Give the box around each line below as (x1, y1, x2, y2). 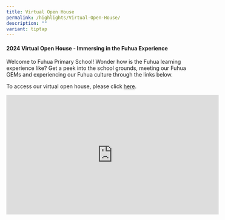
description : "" (6, 20, 47, 26)
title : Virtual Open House (6, 9, 75, 15)
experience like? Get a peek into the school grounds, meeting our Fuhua (6, 64, 186, 72)
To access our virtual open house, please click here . (6, 83, 137, 90)
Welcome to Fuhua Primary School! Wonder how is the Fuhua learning (6, 58, 181, 66)
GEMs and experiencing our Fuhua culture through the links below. (6, 71, 173, 78)
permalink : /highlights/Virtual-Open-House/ (6, 15, 121, 21)
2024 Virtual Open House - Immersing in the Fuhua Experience (6, 44, 168, 52)
